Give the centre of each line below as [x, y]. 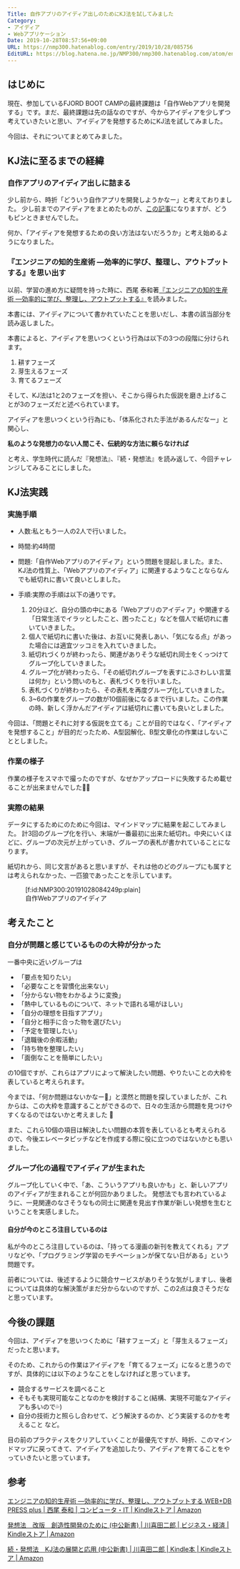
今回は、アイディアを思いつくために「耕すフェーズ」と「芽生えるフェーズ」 [119, 1340]
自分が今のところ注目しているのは [57, 1229]
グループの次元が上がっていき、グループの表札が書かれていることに [125, 842]
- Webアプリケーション [37, 34]
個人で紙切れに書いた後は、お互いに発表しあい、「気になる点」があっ [130, 637]
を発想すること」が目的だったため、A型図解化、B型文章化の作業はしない [115, 732]
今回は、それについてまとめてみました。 [67, 136]
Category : [22, 21]
